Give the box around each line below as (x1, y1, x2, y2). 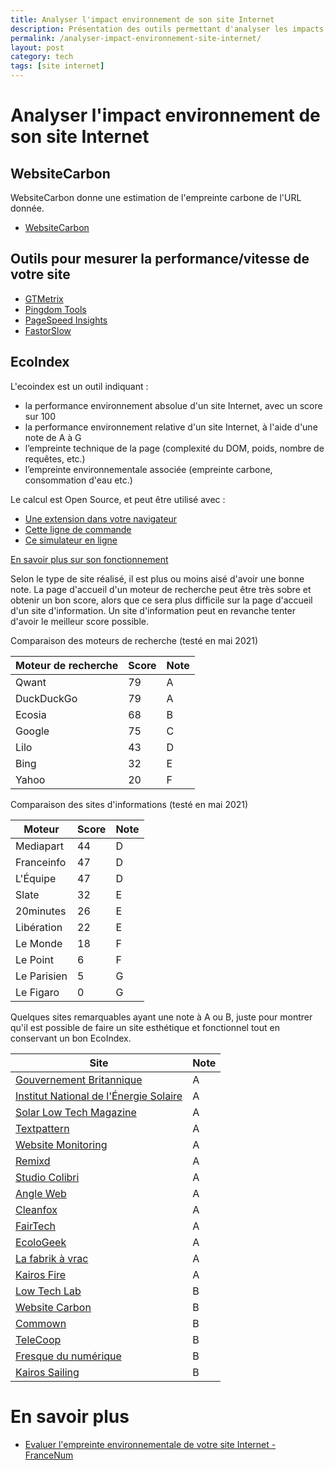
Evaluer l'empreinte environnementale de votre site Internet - (24, 1438, 277, 1450)
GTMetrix (24, 292, 64, 305)
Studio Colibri (15, 1170, 80, 1184)
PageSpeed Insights (24, 314, 108, 326)
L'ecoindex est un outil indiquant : (10, 380, 149, 392)
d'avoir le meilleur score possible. (10, 615, 149, 627)
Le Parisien (15, 969, 68, 983)
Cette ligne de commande (24, 523, 132, 535)
